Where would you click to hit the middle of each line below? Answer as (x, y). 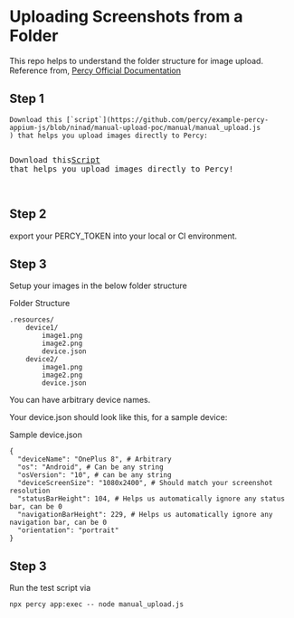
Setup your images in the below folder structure (98, 286)
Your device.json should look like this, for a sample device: (119, 417)
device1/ (42, 328)
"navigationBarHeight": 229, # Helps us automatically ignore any (145, 515)
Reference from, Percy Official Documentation (95, 70)
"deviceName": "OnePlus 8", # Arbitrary (95, 459)
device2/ (42, 360)
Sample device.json (46, 435)
